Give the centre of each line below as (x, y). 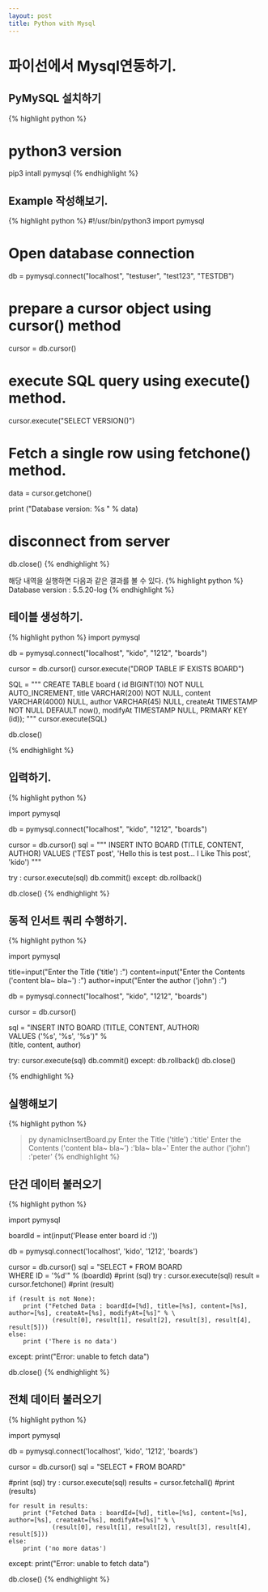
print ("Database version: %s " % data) (74, 509)
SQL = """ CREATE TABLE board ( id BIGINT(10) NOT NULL (106, 684)
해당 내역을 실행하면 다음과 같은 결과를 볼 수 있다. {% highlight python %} (126, 581)
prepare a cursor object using (110, 309)
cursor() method (65, 326)
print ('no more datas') (65, 1548)
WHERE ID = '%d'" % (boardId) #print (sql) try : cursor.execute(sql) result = (134, 1275)
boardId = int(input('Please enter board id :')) (83, 1235)
